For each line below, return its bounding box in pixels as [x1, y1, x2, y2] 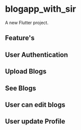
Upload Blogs [5, 67, 47, 76]
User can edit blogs [5, 101, 65, 109]
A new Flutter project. [5, 20, 49, 26]
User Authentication [5, 51, 68, 59]
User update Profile [5, 117, 65, 126]
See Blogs [5, 84, 37, 92]
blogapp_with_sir [5, 3, 77, 15]
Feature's [5, 34, 35, 42]
